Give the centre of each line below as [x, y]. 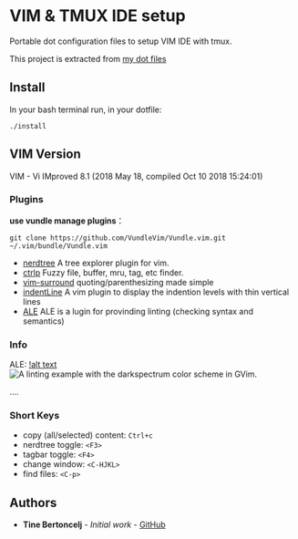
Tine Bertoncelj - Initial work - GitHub [94, 524]
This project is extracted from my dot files [88, 58]
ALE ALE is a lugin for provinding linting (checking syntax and [138, 311]
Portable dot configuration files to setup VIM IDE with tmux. [121, 41]
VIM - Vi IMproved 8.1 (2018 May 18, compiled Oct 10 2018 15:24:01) [136, 176]
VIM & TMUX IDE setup [98, 16]
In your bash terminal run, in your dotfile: [86, 109]
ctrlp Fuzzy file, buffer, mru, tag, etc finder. [103, 272]
